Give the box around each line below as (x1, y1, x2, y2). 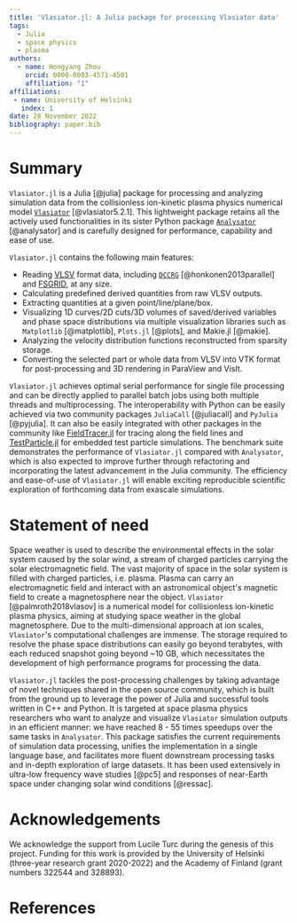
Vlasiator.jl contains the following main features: (9, 252, 194, 262)
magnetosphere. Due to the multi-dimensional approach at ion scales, (9, 620, 264, 630)
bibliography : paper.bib (9, 121, 101, 129)
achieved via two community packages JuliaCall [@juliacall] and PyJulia (9, 409, 278, 419)
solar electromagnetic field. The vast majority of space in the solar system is (9, 563, 288, 574)
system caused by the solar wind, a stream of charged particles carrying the (9, 553, 288, 564)
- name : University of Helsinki (12, 95, 133, 105)
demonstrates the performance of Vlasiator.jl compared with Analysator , (9, 446, 284, 457)
